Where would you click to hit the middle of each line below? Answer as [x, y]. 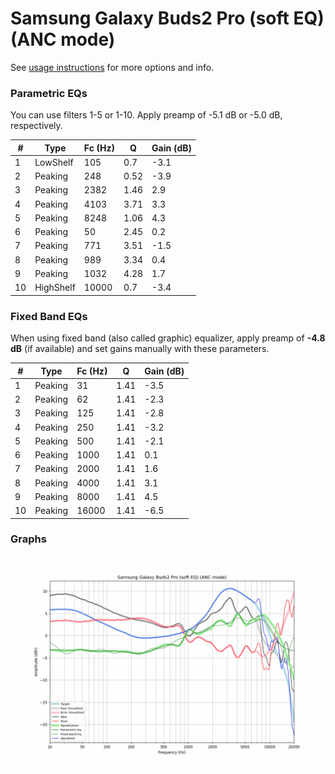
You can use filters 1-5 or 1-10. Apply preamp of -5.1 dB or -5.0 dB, [146, 115]
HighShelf [55, 288]
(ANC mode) [63, 39]
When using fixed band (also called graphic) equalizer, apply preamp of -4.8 [168, 338]
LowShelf [54, 162]
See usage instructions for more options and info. [112, 67]
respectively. [36, 126]
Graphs [28, 539]
